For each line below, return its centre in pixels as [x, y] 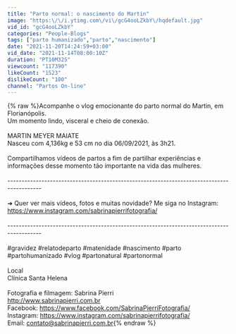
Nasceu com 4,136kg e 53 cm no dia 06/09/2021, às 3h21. [92, 143]
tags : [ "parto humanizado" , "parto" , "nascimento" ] [82, 40]
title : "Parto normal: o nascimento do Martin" [79, 14]
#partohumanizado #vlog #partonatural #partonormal [85, 256]
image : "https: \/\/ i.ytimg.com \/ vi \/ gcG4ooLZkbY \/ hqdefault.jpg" [105, 20]
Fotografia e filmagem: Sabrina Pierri [61, 293]
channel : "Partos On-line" [47, 86]
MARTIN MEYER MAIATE [43, 136]
